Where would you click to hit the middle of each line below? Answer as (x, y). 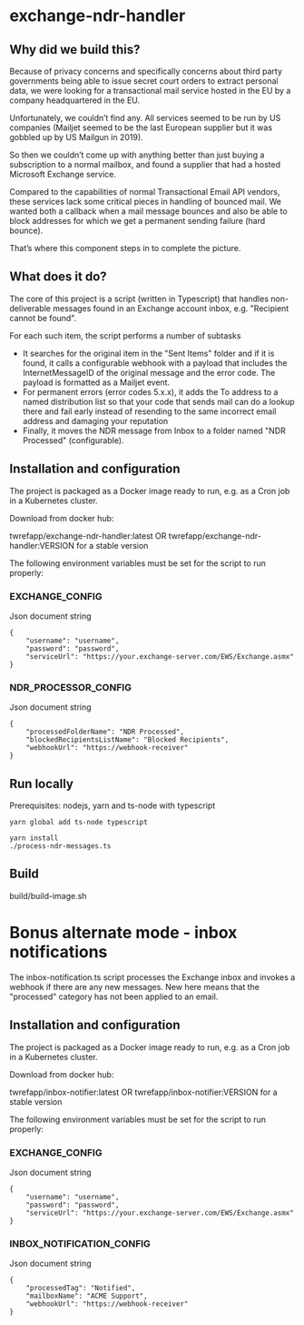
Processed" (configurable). (73, 440)
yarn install (34, 838)
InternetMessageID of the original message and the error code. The (149, 372)
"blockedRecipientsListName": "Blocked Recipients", (127, 740)
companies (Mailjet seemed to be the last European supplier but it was (141, 127)
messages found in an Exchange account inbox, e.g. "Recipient (171, 308)
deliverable (30, 308)
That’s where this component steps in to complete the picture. (125, 248)
